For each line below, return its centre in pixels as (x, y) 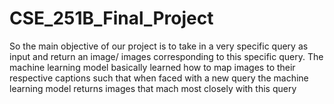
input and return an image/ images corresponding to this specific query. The (166, 56)
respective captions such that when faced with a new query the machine (159, 78)
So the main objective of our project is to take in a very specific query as (159, 46)
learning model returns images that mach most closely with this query (153, 88)
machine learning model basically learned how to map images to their (152, 67)
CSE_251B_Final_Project (111, 18)
